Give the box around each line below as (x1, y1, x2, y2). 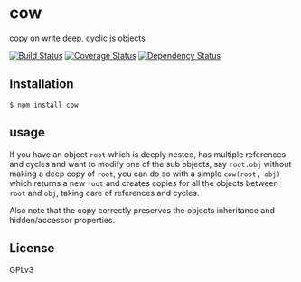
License (9, 240, 55, 256)
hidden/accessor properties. (9, 214, 116, 225)
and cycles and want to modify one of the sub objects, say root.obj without (9, 158, 292, 169)
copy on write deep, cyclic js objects (9, 33, 146, 43)
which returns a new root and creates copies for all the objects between (9, 177, 278, 188)
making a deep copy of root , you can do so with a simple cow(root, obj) (9, 168, 281, 179)
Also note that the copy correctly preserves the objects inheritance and (9, 204, 276, 215)
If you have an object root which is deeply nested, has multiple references (9, 148, 287, 160)
